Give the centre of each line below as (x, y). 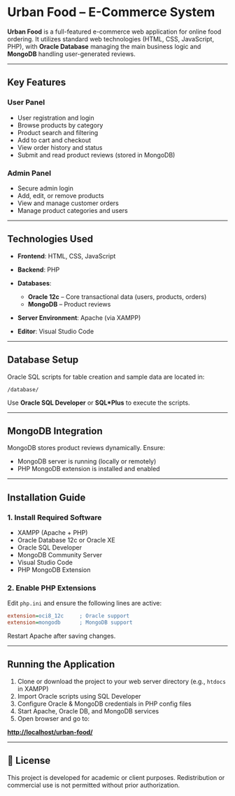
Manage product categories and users (72, 210)
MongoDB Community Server (60, 555)
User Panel (26, 102)
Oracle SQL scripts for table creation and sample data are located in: (106, 377)
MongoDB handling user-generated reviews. (72, 54)
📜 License (29, 761)
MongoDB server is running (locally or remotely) (87, 461)
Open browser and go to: (53, 718)
